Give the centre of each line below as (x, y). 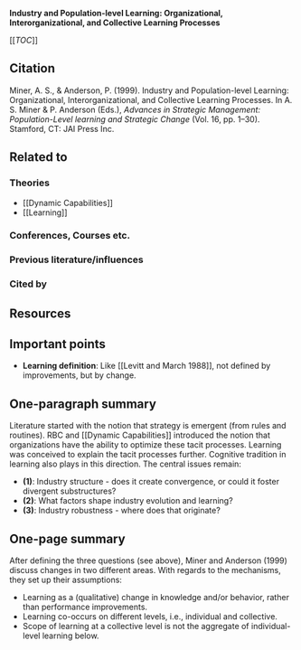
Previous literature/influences (76, 259)
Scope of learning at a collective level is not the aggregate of (136, 626)
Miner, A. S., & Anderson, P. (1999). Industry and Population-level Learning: (149, 90)
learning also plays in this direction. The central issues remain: (126, 464)
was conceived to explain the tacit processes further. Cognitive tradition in (148, 455)
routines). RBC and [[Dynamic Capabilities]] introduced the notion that (140, 435)
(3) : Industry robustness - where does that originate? (122, 511)
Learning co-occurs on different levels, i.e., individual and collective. (150, 617)
